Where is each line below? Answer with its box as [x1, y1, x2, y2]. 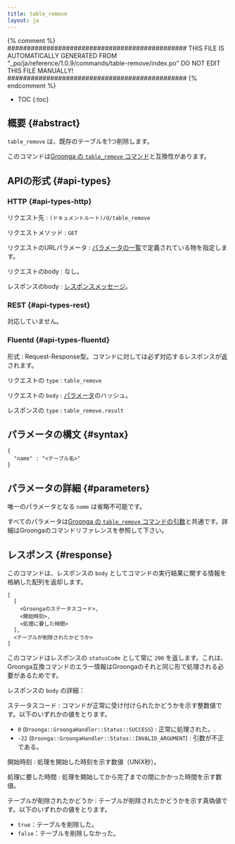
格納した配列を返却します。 [7, 578, 87, 586]
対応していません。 [7, 317, 63, 325]
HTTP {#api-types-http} [7, 196, 92, 206]
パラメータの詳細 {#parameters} [7, 482, 150, 494]
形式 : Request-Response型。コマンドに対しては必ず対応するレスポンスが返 [7, 352, 228, 361]
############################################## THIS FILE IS [7, 44, 224, 52]
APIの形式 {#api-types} [7, 174, 111, 187]
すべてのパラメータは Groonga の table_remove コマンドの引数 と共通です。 [7, 517, 222, 526]
